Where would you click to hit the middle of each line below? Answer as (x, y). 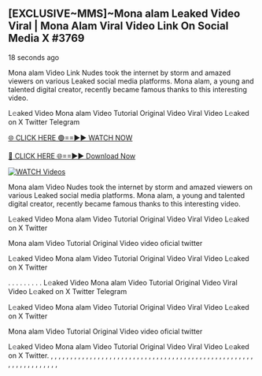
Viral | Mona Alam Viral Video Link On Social (118, 26)
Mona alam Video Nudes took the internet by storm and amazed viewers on (131, 187)
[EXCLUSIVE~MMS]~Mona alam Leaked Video (124, 14)
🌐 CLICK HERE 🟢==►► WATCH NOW (70, 137)
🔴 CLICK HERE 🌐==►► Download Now (72, 156)
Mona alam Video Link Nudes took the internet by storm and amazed (120, 73)
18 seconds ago (34, 57)
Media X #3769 (46, 38)
